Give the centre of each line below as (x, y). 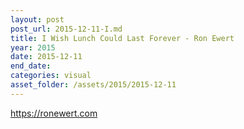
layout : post (37, 19)
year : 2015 (33, 47)
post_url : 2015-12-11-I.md (66, 29)
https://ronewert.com (54, 113)
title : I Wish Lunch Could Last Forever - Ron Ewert (122, 38)
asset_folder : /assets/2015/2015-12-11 (93, 85)
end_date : (31, 66)
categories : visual (51, 76)
